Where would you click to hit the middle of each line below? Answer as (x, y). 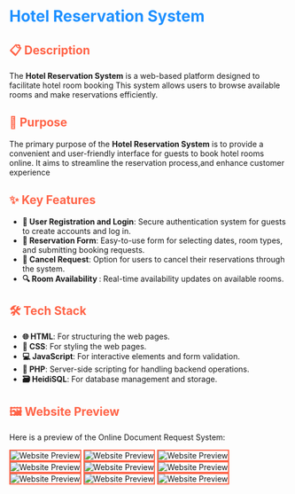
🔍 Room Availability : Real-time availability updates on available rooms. (153, 278)
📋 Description (50, 50)
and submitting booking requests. (83, 249)
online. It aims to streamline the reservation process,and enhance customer (147, 162)
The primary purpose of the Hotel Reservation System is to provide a (136, 144)
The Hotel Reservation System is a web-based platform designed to (135, 76)
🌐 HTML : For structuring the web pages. (96, 337)
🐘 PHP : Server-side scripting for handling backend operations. (136, 369)
